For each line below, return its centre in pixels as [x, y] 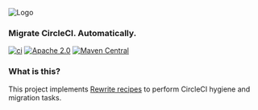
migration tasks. [35, 97]
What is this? [34, 71]
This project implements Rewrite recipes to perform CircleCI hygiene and [129, 89]
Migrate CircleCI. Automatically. [73, 33]
